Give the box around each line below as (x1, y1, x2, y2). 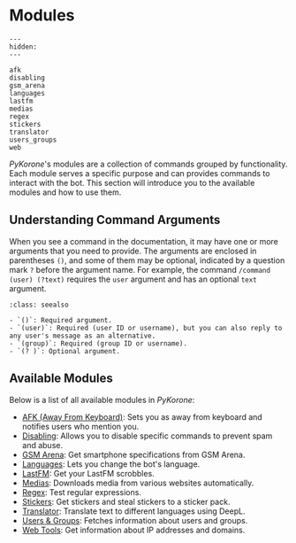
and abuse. (21, 439, 64, 450)
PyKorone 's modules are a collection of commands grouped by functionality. (9, 159, 288, 169)
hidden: (9, 42, 38, 51)
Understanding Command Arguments (9, 213, 221, 228)
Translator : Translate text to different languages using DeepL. (21, 506, 246, 516)
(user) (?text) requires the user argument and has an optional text (9, 274, 258, 284)
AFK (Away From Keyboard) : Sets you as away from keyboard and (21, 411, 262, 422)
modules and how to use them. (9, 187, 122, 198)
